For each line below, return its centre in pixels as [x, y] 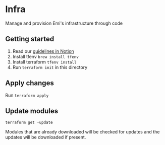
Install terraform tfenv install [44, 62]
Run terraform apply [27, 95]
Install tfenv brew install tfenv [46, 56]
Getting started [30, 39]
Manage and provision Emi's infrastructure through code [64, 23]
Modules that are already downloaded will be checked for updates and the [82, 132]
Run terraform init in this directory [50, 67]
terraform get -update [29, 123]
